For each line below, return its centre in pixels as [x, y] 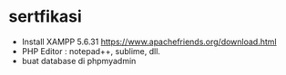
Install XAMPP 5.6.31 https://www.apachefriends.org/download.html [149, 42]
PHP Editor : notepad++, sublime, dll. [91, 51]
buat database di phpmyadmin [79, 61]
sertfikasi [46, 17]
